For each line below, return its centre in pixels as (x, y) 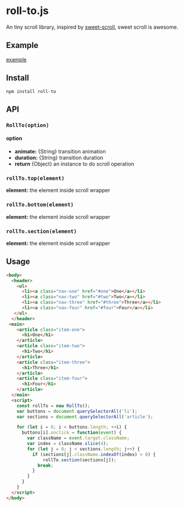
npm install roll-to (31, 91)
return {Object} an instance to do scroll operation (74, 164)
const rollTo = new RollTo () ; (54, 406)
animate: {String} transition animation (60, 152)
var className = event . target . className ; (79, 438)
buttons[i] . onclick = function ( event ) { (71, 433)
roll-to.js (27, 11)
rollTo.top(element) (35, 178)
